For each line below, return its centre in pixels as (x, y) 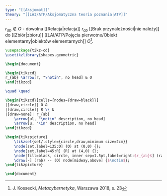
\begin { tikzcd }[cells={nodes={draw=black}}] (52, 100)
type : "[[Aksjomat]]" (28, 10)
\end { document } (21, 174)
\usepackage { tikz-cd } (28, 50)
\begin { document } (23, 64)
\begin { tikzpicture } (27, 137)
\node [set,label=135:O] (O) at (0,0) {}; (57, 146)
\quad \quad (17, 91)
